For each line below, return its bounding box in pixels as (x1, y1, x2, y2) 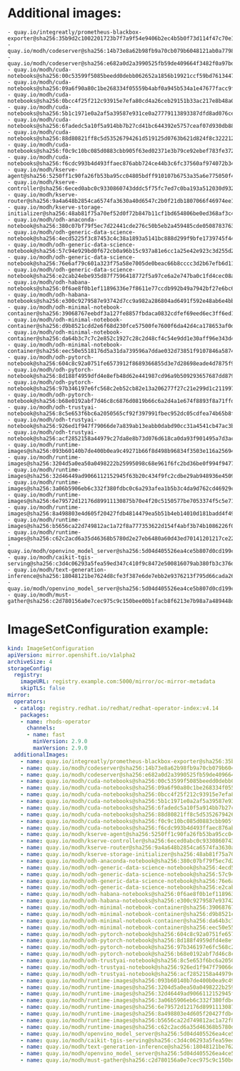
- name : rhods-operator (20, 718, 91, 725)
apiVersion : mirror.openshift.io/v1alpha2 (7, 652, 136, 659)
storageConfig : (7, 664, 53, 672)
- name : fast (26, 731, 66, 739)
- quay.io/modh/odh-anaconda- (7, 216, 98, 223)
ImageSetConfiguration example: (7, 622, 209, 637)
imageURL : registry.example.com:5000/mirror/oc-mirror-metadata (20, 678, 216, 685)
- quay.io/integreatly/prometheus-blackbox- (7, 29, 142, 36)
